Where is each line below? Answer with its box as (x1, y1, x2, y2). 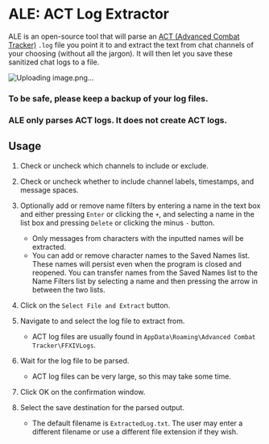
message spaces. (19, 185, 79, 194)
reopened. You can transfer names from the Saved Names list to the (31, 268, 258, 277)
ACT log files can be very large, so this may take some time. (31, 371, 232, 381)
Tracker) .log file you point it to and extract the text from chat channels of (8, 39, 254, 49)
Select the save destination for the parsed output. (19, 402, 185, 412)
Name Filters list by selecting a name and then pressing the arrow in (31, 276, 258, 286)
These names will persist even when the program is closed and (31, 259, 242, 268)
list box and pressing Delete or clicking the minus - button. (19, 218, 215, 227)
